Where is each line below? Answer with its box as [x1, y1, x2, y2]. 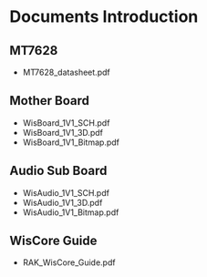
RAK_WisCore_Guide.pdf [22, 257, 116, 268]
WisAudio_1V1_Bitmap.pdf [22, 207, 119, 218]
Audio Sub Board [9, 163, 108, 179]
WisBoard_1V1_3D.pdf [22, 127, 103, 138]
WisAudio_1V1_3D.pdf [22, 197, 103, 208]
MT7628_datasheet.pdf [22, 67, 111, 77]
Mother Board [9, 93, 89, 108]
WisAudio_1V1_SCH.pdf [22, 187, 109, 198]
